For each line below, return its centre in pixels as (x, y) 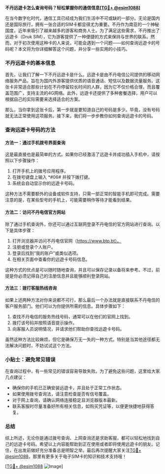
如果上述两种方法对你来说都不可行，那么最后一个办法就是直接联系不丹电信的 (82, 300)
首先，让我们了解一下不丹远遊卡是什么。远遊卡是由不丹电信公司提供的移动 (80, 75)
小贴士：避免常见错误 (30, 359)
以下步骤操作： (24, 161)
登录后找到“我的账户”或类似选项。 (46, 253)
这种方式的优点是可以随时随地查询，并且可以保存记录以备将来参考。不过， (80, 270)
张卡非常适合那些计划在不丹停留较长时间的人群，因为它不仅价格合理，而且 (80, 87)
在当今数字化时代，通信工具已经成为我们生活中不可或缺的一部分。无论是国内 (82, 18)
